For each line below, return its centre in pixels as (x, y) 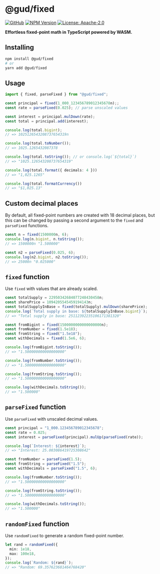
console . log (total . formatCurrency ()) (44, 184)
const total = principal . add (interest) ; (47, 121)
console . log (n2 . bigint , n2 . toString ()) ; (47, 257)
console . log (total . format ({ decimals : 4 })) (51, 170)
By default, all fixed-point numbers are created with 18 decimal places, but (80, 215)
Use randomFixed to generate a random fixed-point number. (65, 535)
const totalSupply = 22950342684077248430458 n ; (55, 298)
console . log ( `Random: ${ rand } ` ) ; (39, 563)
